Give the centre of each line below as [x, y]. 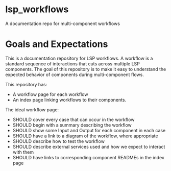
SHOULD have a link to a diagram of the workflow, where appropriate [85, 136]
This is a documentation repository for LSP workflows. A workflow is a [79, 58]
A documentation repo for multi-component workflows [63, 23]
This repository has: [26, 84]
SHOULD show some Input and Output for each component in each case [89, 130]
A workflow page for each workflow [50, 94]
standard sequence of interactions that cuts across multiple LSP [73, 64]
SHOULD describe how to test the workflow [58, 141]
